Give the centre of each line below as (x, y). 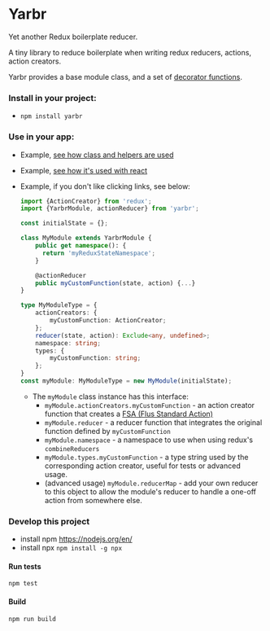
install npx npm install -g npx (71, 548)
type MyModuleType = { (59, 305)
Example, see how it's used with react (84, 170)
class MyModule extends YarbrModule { (86, 238)
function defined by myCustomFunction (107, 431)
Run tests (25, 566)
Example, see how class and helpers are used (97, 155)
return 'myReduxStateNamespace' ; (99, 253)
